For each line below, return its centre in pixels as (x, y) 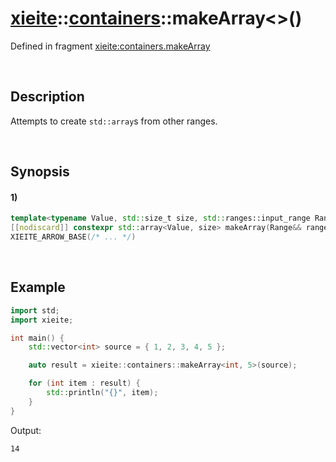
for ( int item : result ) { (84, 383)
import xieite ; (42, 320)
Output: (26, 430)
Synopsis (40, 172)
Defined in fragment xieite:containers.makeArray (110, 46)
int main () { (37, 338)
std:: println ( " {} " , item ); (102, 393)
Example (38, 287)
